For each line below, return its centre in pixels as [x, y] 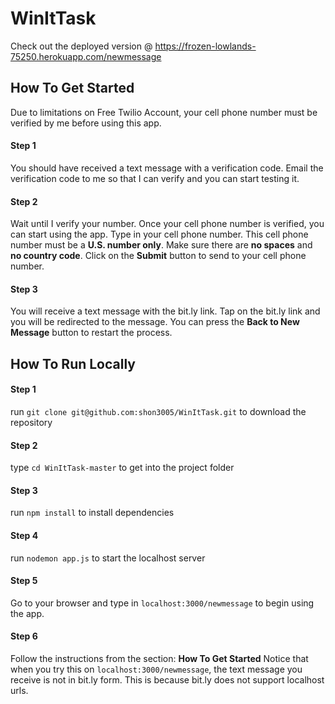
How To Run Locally [73, 363]
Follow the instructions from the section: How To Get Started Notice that [159, 658]
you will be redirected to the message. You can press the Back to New [155, 322]
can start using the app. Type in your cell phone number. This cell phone [159, 234]
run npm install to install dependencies [92, 513]
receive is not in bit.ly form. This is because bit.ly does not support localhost [167, 679]
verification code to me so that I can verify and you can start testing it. [155, 178]
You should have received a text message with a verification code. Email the [167, 168]
